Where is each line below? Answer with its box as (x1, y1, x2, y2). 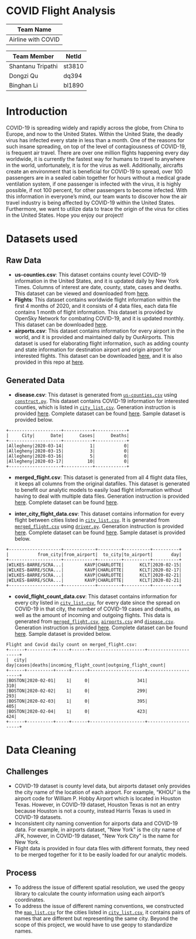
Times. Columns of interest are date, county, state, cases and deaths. (14, 283, 183, 290)
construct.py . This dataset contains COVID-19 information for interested (14, 397, 189, 404)
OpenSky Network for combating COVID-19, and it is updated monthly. (14, 314, 185, 321)
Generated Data (6, 375, 65, 385)
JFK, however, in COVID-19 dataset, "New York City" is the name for (14, 832, 180, 839)
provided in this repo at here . (14, 358, 85, 365)
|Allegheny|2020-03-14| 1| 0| (6, 442, 130, 449)
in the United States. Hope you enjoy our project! (6, 212, 124, 219)
